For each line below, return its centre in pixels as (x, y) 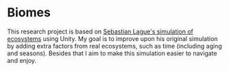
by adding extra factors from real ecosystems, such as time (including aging (115, 46)
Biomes (29, 13)
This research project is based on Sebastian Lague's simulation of (100, 31)
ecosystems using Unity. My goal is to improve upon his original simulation (112, 38)
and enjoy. (22, 60)
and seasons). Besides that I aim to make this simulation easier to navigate (112, 53)
